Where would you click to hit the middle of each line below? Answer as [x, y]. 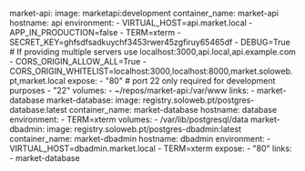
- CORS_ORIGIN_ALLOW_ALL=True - [78, 61]
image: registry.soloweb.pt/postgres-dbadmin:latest [144, 129]
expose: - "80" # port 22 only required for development [172, 80]
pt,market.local [38, 80]
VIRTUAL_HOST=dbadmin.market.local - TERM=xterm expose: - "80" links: [151, 148]
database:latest [38, 110]
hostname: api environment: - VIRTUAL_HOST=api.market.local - [131, 23]
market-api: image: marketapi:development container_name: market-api [144, 13]
